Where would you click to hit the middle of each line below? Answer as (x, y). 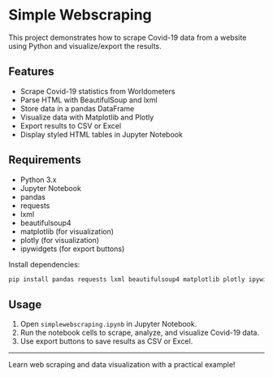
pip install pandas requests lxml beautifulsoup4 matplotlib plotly (127, 279)
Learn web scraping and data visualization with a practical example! (122, 365)
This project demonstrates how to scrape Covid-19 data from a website (128, 37)
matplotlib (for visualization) (67, 231)
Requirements (45, 160)
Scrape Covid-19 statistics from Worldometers (97, 91)
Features (31, 72)
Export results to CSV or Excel (71, 126)
